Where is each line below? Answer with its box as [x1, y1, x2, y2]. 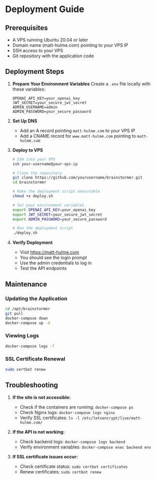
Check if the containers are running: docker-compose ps [19, 404, 133, 410]
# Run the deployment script [12, 226, 73, 231]
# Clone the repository [12, 170, 62, 175]
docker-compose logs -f [5, 343, 55, 349]
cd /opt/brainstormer [5, 306, 50, 311]
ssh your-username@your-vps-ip [12, 161, 78, 166]
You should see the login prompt [19, 255, 87, 261]
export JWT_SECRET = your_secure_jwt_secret [12, 212, 102, 217]
